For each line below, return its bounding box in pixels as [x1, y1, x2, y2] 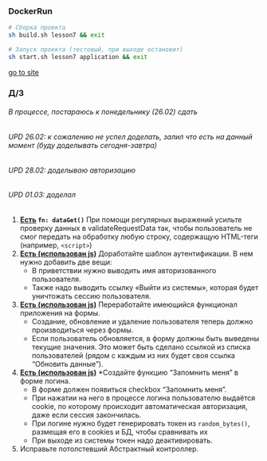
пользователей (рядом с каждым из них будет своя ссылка [31, 350, 235, 360]
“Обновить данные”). [31, 359, 104, 368]
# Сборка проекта [8, 24, 66, 32]
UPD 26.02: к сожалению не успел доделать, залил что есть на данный [8, 132, 253, 141]
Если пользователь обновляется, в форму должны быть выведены [31, 333, 260, 343]
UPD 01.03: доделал [8, 190, 76, 200]
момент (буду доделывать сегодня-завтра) [8, 140, 158, 149]
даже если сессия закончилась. [31, 410, 142, 419]
